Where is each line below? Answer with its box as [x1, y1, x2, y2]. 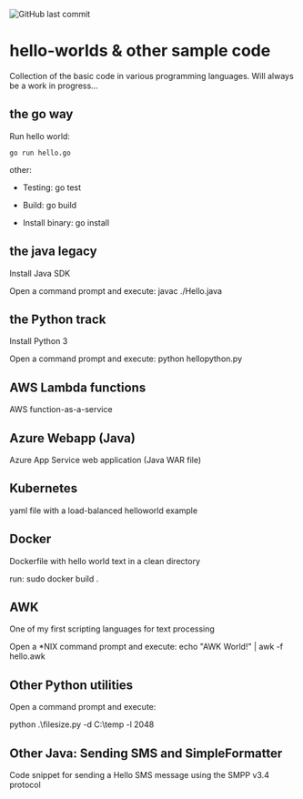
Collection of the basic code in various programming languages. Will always [9, 70, 294, 81]
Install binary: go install [22, 217, 110, 228]
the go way [9, 106, 74, 122]
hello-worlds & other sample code [9, 41, 271, 61]
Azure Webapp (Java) [9, 430, 136, 446]
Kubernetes [9, 480, 78, 496]
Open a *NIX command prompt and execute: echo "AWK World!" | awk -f [9, 642, 284, 652]
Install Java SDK [9, 268, 71, 278]
